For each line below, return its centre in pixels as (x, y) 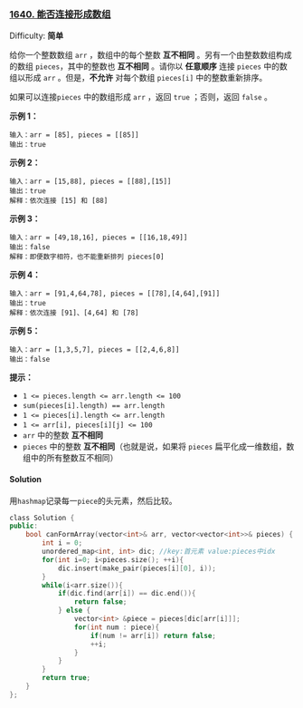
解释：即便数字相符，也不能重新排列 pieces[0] (87, 257)
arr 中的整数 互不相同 (63, 435)
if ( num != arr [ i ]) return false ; (153, 635)
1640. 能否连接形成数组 (60, 14)
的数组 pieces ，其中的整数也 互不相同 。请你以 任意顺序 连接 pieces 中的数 (148, 66)
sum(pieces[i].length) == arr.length (94, 406)
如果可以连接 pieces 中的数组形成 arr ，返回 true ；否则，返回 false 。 (141, 97)
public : (24, 526)
